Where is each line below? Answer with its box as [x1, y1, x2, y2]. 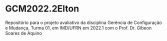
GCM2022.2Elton [5, 3, 79, 14]
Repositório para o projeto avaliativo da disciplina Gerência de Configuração [5, 19, 162, 25]
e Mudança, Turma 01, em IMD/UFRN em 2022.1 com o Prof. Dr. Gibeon [5, 24, 152, 30]
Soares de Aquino [5, 30, 42, 36]
